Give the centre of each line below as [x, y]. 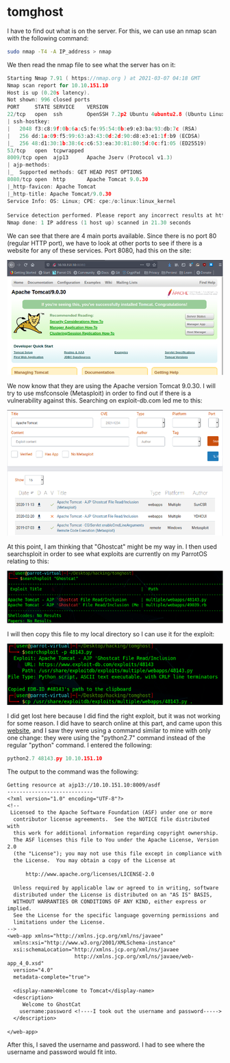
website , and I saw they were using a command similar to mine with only [109, 730]
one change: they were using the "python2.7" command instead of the [106, 737]
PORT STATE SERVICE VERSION [58, 107]
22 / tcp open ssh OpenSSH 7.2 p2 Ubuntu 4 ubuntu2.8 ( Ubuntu [107, 115]
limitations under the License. [60, 922]
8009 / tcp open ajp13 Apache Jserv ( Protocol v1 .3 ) [90, 158]
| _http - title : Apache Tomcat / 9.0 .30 [59, 194]
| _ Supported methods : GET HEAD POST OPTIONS [75, 172]
